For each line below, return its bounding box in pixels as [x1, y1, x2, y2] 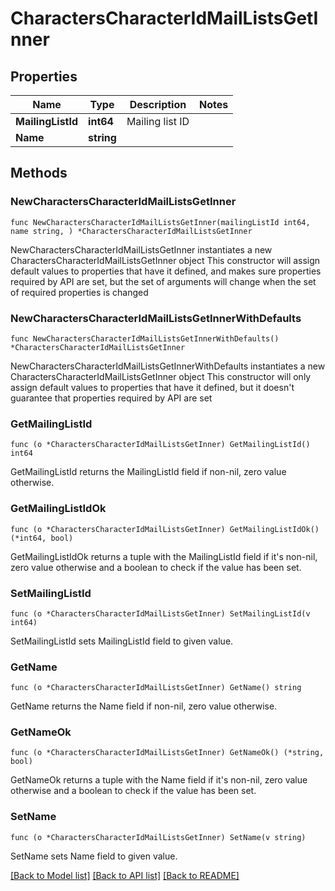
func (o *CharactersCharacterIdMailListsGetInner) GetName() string [10, 683, 302, 693]
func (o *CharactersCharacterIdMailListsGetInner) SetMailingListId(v [10, 608, 311, 619]
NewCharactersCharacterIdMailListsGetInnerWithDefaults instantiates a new [10, 360, 326, 372]
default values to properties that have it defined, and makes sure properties [10, 265, 322, 277]
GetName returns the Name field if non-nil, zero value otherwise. [10, 700, 278, 712]
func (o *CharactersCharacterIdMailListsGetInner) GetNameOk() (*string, [10, 748, 325, 758]
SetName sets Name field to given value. [10, 850, 178, 862]
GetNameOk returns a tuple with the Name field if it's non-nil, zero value [10, 774, 308, 786]
